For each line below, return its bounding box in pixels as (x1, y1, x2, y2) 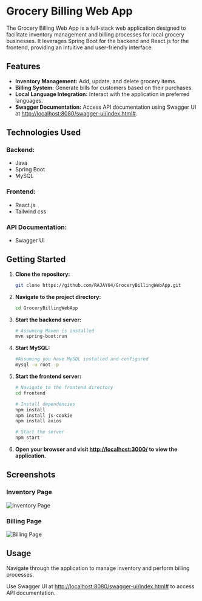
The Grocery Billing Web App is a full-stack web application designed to (6, 24, 186, 32)
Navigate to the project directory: (15, 293, 101, 300)
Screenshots (6, 470, 56, 480)
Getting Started (6, 254, 66, 265)
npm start (15, 434, 41, 441)
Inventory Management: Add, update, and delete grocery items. (15, 77, 177, 84)
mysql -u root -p (15, 362, 59, 368)
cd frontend (15, 390, 45, 396)
